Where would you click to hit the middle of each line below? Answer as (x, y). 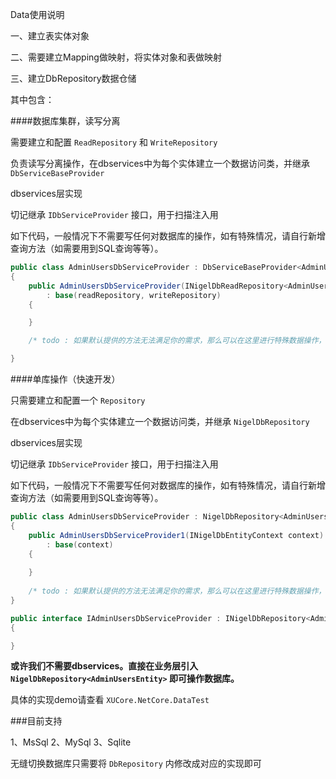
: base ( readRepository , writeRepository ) (134, 295)
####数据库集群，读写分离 (65, 121)
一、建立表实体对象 (50, 36)
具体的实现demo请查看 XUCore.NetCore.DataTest (110, 700)
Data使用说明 (37, 14)
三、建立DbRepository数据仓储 (73, 78)
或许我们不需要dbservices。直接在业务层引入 (104, 666)
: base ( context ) (80, 544)
